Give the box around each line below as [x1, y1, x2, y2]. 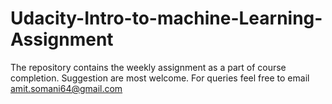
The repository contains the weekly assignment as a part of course [10, 61, 287, 73]
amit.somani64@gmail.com [10, 82, 123, 94]
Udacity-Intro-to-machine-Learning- [10, 7, 323, 30]
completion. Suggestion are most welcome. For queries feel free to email [10, 72, 310, 84]
